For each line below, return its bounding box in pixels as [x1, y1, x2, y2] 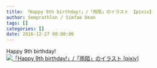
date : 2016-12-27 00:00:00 [6, 31, 74, 37]
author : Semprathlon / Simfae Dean [6, 14, 96, 20]
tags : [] [6, 20, 28, 26]
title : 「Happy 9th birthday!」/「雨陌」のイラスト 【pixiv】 [6, 8, 154, 15]
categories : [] [6, 25, 45, 32]
